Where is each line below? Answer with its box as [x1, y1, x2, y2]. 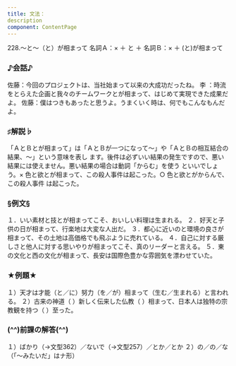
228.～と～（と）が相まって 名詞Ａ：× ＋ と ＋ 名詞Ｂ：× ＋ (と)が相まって [7, 44, 223, 52]
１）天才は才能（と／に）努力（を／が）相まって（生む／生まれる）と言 [7, 288, 217, 297]
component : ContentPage [7, 23, 77, 30]
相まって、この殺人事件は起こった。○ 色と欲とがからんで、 [56, 170, 228, 179]
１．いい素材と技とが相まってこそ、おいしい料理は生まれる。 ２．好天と [7, 216, 218, 225]
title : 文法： [7, 10, 46, 18]
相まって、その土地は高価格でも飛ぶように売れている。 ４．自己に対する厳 [7, 234, 224, 242]
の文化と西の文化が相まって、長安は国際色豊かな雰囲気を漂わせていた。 [7, 252, 217, 260]
